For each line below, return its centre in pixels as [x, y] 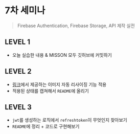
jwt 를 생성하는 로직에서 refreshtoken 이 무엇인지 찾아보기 [69, 120]
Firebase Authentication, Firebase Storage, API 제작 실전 [76, 26]
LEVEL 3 [18, 107]
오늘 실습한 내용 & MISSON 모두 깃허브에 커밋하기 [62, 55]
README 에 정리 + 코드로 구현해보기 [46, 126]
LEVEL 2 [18, 71]
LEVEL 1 [17, 42]
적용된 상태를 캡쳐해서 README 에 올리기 [50, 91]
